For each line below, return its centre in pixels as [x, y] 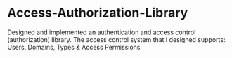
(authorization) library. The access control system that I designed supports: [116, 39]
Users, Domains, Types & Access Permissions [74, 47]
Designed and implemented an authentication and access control [102, 32]
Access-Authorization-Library [98, 13]
